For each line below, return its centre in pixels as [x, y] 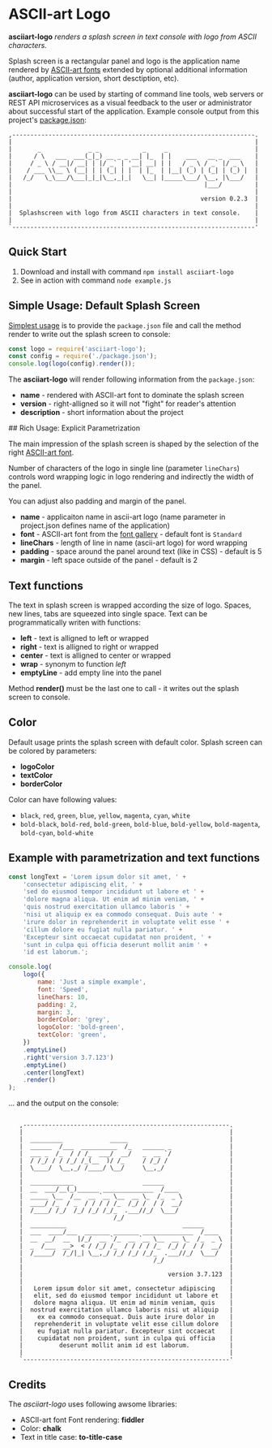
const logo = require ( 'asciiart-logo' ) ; [78, 349]
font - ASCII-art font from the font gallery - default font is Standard [131, 534]
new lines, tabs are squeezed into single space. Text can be [108, 614]
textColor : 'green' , [72, 1035]
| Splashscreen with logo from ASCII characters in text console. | [134, 213]
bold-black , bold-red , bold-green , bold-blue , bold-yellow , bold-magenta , [140, 823]
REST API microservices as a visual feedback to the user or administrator [130, 102]
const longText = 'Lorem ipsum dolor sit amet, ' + [97, 877]
